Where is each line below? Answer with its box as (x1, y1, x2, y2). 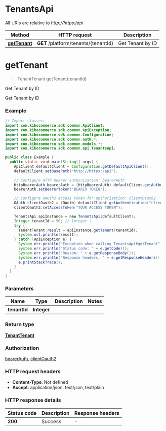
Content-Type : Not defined (12, 379, 68, 385)
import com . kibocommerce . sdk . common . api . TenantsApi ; (5, 146, 116, 151)
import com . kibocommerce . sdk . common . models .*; (5, 142, 103, 146)
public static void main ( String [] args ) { (9, 159, 98, 165)
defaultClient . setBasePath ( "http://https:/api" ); (14, 169, 119, 174)
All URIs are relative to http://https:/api (5, 20, 83, 26)
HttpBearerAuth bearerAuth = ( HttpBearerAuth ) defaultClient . (14, 182, 145, 187)
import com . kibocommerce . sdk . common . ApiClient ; (5, 123, 105, 128)
